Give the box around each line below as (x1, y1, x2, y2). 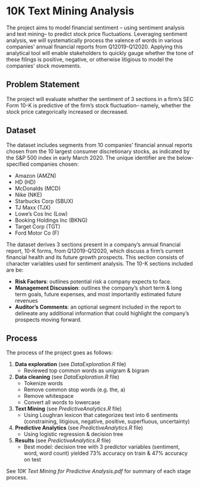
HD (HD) (14, 178, 36, 185)
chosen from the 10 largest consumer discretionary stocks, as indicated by (6, 148, 190, 155)
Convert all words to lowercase (23, 399, 100, 406)
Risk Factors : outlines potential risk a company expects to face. (14, 278, 172, 285)
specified (6, 160, 29, 168)
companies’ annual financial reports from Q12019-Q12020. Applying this (6, 43, 183, 50)
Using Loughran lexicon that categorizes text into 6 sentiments (23, 412, 178, 419)
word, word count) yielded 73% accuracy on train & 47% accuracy (23, 450, 188, 457)
